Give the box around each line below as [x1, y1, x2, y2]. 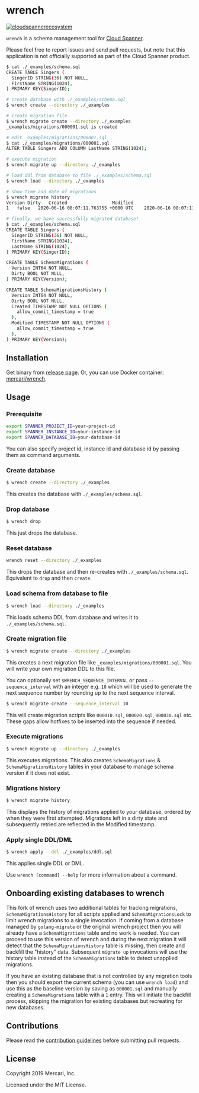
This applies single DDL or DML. [6, 860, 85, 867]
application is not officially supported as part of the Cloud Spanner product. [6, 52, 191, 59]
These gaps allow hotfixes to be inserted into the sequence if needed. [6, 718, 176, 725]
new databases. [6, 1003, 46, 1011]
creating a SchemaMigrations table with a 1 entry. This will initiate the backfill [6, 991, 191, 998]
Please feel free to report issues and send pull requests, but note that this [6, 46, 185, 53]
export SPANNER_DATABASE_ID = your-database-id [6, 434, 120, 440]
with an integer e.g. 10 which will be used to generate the [52, 683, 192, 690]
